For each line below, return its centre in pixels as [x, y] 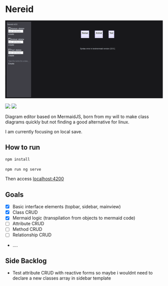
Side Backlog [26, 261]
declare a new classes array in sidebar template [62, 278]
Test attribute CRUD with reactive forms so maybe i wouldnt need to [82, 273]
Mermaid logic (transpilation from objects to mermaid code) [74, 218]
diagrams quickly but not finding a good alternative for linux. [67, 122]
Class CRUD [25, 212]
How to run [23, 147]
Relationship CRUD [32, 235]
